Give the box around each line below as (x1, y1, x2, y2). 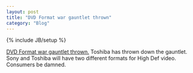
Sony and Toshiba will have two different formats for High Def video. (6, 55, 177, 62)
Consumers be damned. (6, 61, 66, 68)
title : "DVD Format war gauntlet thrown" (6, 14, 112, 21)
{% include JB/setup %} (6, 37, 66, 44)
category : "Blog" (6, 20, 50, 26)
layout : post (6, 8, 39, 15)
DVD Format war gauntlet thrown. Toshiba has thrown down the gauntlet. (6, 48, 188, 56)
